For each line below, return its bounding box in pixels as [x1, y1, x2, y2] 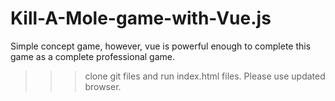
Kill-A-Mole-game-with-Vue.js [10, 7, 272, 30]
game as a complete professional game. [10, 50, 175, 62]
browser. [84, 80, 122, 92]
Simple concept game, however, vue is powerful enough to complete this [10, 40, 312, 52]
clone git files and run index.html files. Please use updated [84, 70, 326, 82]
